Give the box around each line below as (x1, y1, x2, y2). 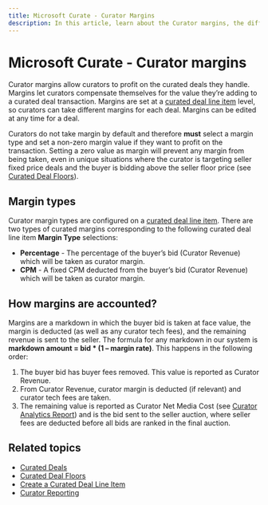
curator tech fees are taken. (19, 393, 112, 403)
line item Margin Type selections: (8, 233, 118, 243)
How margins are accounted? (8, 297, 157, 310)
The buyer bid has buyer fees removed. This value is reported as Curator (19, 368, 259, 377)
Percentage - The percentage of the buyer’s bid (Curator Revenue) (19, 248, 241, 258)
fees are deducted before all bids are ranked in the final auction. (19, 418, 231, 428)
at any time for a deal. (8, 113, 80, 124)
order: (8, 352, 29, 361)
